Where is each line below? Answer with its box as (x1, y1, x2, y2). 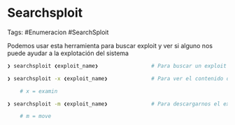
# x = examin (20, 87, 58, 95)
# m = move (20, 113, 52, 120)
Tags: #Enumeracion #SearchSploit (7, 28, 109, 36)
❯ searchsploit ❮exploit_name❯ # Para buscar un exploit (7, 62, 227, 69)
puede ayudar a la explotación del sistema (7, 49, 129, 57)
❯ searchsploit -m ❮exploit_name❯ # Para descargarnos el (7, 100, 220, 108)
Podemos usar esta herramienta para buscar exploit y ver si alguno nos (7, 41, 213, 50)
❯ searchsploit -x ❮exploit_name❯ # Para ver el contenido (7, 75, 224, 82)
